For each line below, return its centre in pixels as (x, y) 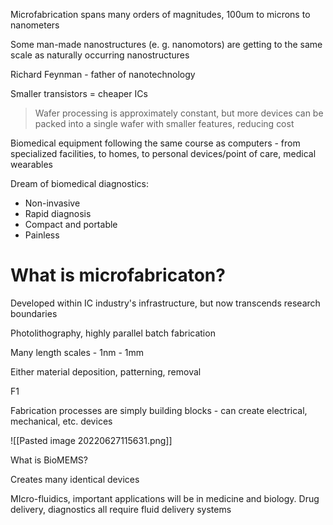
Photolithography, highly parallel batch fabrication (113, 333)
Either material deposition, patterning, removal (106, 371)
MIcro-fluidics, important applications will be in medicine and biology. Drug (165, 498)
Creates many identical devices (75, 479)
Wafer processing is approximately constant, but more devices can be (179, 113)
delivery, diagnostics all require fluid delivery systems (121, 509)
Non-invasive (52, 203)
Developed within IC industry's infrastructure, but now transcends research (165, 303)
